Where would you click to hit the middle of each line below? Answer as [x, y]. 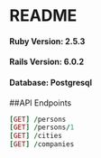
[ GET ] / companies [42, 144]
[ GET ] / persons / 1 [42, 127]
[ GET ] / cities [36, 136]
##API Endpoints [41, 102]
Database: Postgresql [51, 82]
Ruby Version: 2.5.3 [47, 41]
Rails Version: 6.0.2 [47, 62]
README [43, 16]
